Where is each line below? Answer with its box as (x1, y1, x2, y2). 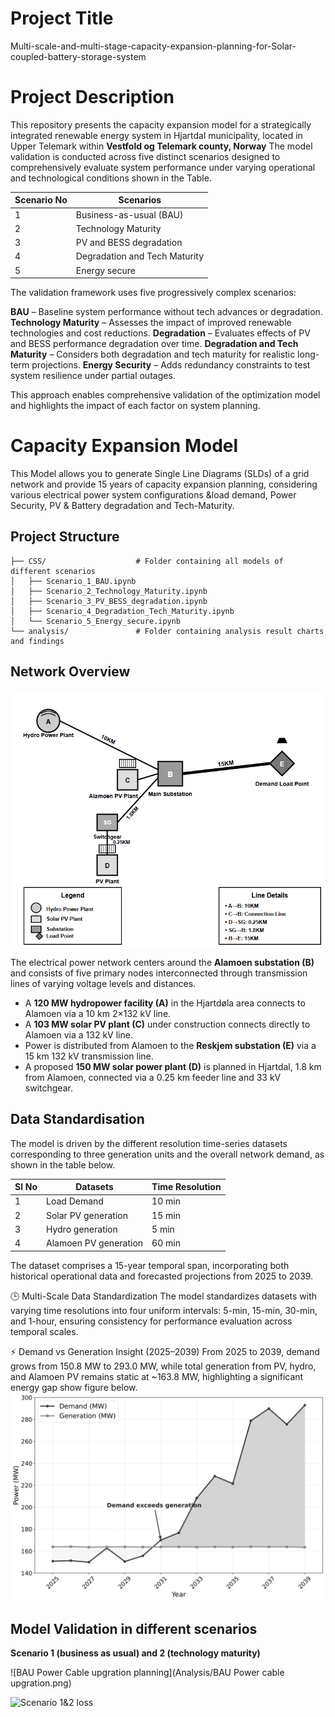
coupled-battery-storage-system (10, 50, 147, 62)
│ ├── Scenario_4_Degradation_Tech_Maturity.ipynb (10, 606, 235, 616)
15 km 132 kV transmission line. (24, 1050, 154, 1062)
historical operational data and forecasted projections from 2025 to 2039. (10, 1270, 314, 1282)
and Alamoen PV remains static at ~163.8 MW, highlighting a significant (10, 1370, 304, 1382)
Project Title (10, 7, 114, 30)
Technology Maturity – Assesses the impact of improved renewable (10, 317, 292, 329)
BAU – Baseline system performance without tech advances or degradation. (10, 306, 323, 318)
